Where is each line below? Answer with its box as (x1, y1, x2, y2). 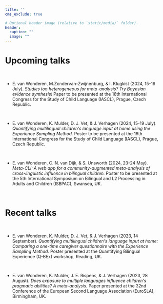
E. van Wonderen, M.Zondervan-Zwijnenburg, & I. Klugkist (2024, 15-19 (12, 81, 156, 86)
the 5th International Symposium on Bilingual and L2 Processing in (12, 175, 145, 181)
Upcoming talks (5, 55, 70, 66)
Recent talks (5, 207, 57, 219)
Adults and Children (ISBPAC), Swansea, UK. (12, 181, 102, 186)
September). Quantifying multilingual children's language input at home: (12, 238, 158, 244)
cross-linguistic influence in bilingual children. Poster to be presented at (12, 170, 157, 176)
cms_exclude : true (5, 12, 42, 17)
